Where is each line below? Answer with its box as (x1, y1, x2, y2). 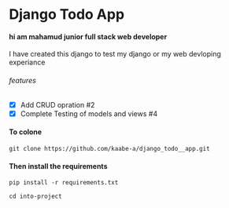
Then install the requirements (9, 161, 108, 170)
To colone (9, 127, 42, 137)
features (9, 75, 36, 85)
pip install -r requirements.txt (9, 179, 119, 187)
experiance (9, 57, 46, 68)
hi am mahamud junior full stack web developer (9, 31, 168, 41)
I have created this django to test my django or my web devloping (9, 49, 221, 59)
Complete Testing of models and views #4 (20, 108, 158, 119)
